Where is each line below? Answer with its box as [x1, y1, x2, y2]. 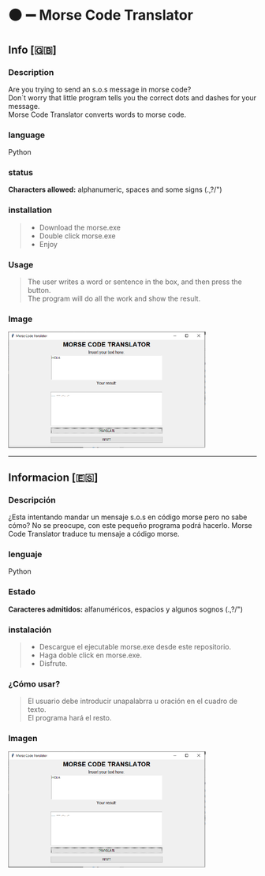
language [8, 129, 46, 140]
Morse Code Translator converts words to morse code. [8, 110, 187, 119]
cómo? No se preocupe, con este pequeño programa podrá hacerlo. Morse [8, 521, 252, 530]
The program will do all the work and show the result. [27, 294, 201, 304]
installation [8, 204, 53, 215]
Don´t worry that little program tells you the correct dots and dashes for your [8, 92, 257, 103]
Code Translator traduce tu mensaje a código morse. [8, 530, 180, 539]
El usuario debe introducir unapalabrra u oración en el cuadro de [27, 696, 238, 706]
